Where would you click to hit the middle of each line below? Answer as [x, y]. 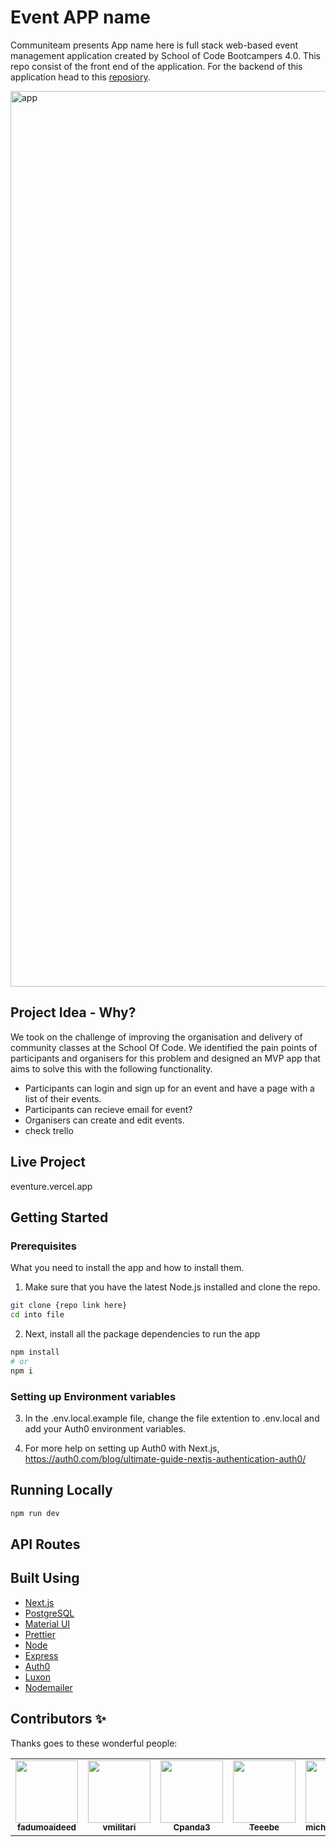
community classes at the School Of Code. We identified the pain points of [164, 1047]
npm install [35, 1352]
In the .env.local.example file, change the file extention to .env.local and [172, 1418]
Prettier [40, 1634]
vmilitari [119, 1827]
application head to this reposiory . [80, 77]
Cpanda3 [192, 1827]
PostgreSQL [49, 1613]
